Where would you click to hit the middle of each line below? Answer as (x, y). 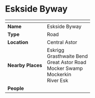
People (16, 88)
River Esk (57, 80)
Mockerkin (59, 74)
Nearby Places (25, 65)
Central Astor (62, 42)
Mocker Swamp (65, 68)
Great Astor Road (67, 62)
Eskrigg (56, 50)
